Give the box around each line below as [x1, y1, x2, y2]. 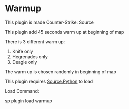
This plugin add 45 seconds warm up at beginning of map [5, 29, 124, 35]
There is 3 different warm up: [5, 38, 65, 45]
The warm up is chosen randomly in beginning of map [5, 68, 116, 75]
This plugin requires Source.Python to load [5, 78, 93, 84]
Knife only [12, 48, 33, 54]
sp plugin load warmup [5, 98, 52, 104]
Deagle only [12, 59, 37, 65]
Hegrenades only [12, 53, 48, 60]
